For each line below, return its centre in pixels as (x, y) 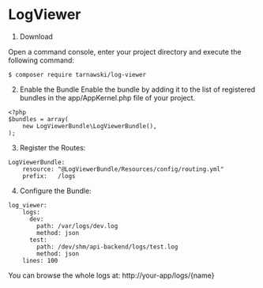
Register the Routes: (53, 147)
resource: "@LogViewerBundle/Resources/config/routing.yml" (123, 169)
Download (36, 36)
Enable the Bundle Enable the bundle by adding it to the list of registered (137, 89)
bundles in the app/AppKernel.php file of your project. (107, 97)
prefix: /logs (49, 176)
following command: (41, 60)
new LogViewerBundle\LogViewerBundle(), (90, 126)
